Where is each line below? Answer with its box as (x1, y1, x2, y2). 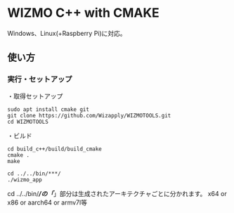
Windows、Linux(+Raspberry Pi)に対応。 (7, 29, 126, 37)
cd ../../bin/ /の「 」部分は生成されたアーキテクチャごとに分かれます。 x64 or (7, 189, 227, 198)
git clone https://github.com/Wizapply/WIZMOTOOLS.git (7, 112, 171, 119)
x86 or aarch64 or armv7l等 (7, 198, 88, 207)
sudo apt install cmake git (7, 105, 90, 113)
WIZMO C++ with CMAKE (7, 5, 160, 21)
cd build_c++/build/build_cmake (7, 146, 102, 153)
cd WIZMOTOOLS (7, 118, 49, 125)
